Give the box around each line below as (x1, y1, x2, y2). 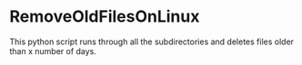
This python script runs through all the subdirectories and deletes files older (9, 36, 294, 47)
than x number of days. (9, 45, 97, 56)
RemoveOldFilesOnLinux (9, 6, 200, 27)
